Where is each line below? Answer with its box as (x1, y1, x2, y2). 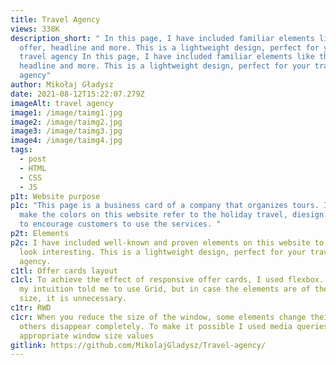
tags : (10, 145, 33, 155)
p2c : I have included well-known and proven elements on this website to (10, 237, 325, 248)
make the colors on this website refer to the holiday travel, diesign (19, 210, 325, 220)
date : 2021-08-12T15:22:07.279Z (10, 89, 145, 99)
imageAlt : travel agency (10, 98, 114, 108)
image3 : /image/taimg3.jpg (10, 126, 123, 136)
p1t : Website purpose (10, 191, 101, 201)
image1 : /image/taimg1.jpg (10, 107, 123, 118)
